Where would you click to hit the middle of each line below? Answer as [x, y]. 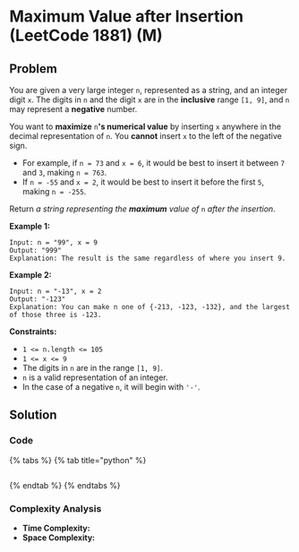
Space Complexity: [59, 537]
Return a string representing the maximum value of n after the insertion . [142, 209]
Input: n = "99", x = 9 [54, 243]
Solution [33, 415]
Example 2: [30, 275]
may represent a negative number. [73, 109]
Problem [34, 69]
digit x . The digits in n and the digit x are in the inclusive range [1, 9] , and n [149, 99]
